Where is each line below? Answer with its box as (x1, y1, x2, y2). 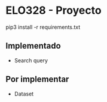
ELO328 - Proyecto (5, 4, 102, 17)
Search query (14, 56, 48, 64)
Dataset (14, 90, 34, 97)
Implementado (5, 41, 61, 51)
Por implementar (5, 74, 69, 85)
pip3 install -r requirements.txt (5, 23, 81, 31)
